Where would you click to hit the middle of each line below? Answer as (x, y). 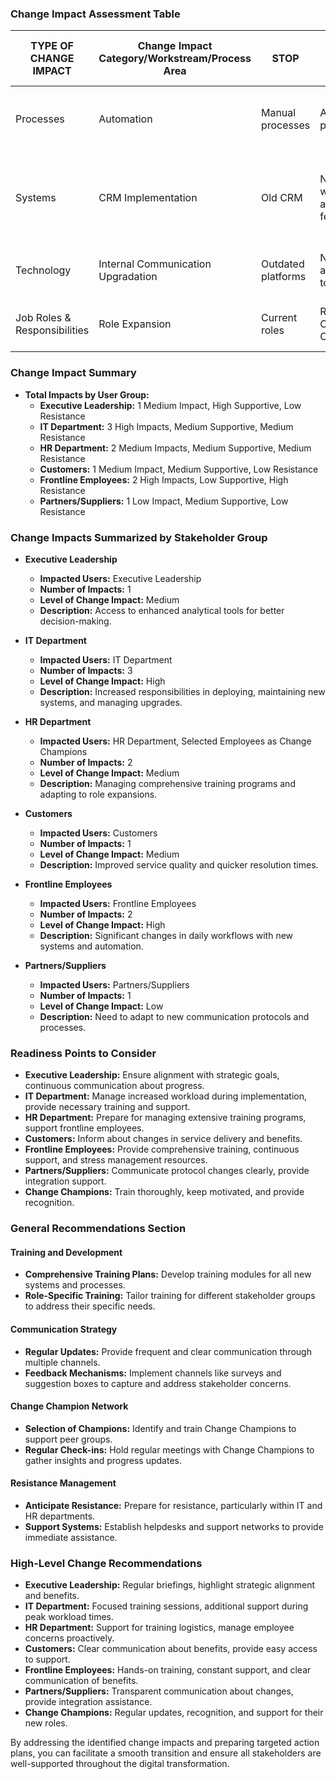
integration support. (65, 1181)
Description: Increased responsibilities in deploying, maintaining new (182, 691)
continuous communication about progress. (114, 1086)
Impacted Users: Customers (98, 833)
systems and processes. (75, 1285)
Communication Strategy (64, 1329)
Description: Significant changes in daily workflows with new (166, 935)
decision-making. (75, 621)
